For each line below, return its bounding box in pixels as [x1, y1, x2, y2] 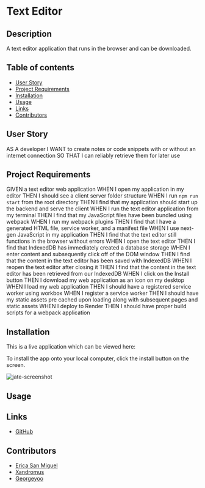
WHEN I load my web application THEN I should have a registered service [6, 283, 192, 290]
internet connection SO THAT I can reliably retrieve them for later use [6, 152, 181, 159]
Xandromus [15, 468, 45, 476]
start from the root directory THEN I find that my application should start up [6, 199, 198, 206]
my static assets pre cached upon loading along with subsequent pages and [6, 296, 198, 303]
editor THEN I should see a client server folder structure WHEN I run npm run [6, 192, 198, 199]
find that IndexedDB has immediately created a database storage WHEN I [6, 244, 190, 251]
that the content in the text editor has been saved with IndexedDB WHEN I [6, 257, 192, 264]
